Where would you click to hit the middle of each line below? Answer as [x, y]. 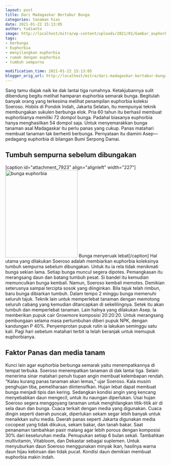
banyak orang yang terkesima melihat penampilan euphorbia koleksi [77, 101]
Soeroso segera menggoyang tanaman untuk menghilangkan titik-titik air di [84, 403]
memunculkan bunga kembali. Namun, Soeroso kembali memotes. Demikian [85, 282]
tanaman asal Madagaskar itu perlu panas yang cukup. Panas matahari [80, 128]
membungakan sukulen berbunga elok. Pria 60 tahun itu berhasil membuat [83, 112]
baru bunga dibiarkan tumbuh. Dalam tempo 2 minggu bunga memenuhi [81, 294]
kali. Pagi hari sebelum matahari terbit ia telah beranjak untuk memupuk [80, 331]
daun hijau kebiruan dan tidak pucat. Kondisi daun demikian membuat [78, 451]
